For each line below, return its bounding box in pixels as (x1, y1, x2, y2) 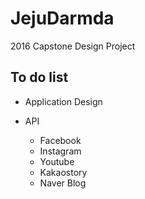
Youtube (39, 155, 75, 167)
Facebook (39, 134, 82, 146)
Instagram (39, 145, 82, 157)
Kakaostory (39, 166, 88, 178)
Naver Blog (39, 177, 87, 189)
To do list (10, 69, 69, 86)
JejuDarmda (10, 7, 115, 30)
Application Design (24, 95, 103, 107)
